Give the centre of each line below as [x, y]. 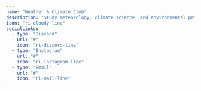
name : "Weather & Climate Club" [46, 12]
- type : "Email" [32, 67]
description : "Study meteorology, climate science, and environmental [96, 17]
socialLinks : [22, 28]
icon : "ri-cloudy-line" [36, 23]
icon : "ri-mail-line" [44, 78]
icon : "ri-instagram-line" [51, 62]
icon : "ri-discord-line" [48, 45]
